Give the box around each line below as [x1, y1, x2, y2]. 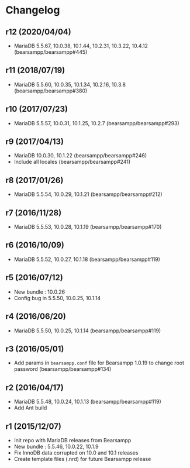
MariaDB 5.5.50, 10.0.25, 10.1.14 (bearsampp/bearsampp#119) [13, 327, 161, 334]
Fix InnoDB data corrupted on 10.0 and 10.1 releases [13, 449, 139, 456]
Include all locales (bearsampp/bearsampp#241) [13, 159, 131, 166]
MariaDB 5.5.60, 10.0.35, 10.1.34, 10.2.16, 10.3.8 [13, 81, 126, 88]
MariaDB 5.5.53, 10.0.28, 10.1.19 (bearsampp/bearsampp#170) [13, 223, 162, 230]
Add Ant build [13, 404, 47, 411]
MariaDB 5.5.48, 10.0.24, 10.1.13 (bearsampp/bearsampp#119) [13, 398, 161, 405]
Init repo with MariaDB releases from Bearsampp [13, 436, 132, 443]
